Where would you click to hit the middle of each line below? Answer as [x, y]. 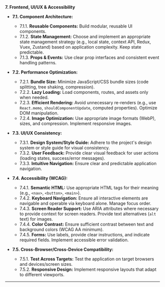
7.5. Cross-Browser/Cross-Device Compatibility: [63, 249]
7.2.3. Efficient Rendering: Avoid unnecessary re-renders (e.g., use [88, 102]
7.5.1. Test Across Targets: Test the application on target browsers [87, 259]
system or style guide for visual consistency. [65, 148]
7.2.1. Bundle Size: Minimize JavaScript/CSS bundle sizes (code [84, 82]
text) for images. [36, 219]
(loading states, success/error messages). [62, 158]
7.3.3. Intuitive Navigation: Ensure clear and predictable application [88, 163]
